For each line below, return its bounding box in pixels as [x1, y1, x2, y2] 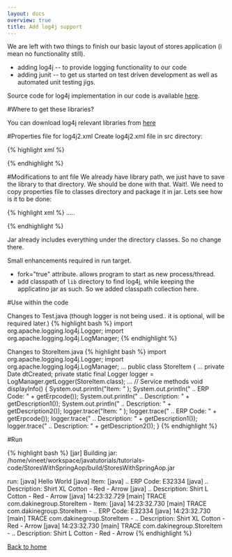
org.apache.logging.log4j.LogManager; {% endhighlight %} [7, 334, 178, 343]
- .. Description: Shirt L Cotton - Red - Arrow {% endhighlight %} [7, 529, 192, 537]
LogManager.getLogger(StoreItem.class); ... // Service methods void [7, 378, 203, 386]
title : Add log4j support [7, 23, 82, 30]
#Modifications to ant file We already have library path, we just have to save [7, 172, 225, 181]
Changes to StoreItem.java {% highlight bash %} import [7, 348, 167, 356]
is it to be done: [7, 195, 52, 203]
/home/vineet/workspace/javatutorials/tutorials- [7, 456, 145, 465]
